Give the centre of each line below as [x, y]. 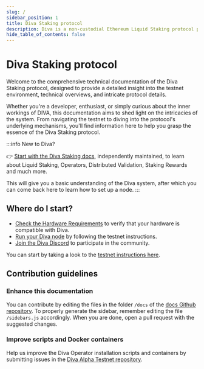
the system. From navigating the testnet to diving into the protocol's [91, 119]
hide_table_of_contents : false [46, 35]
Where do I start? [40, 209]
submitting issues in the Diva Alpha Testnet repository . [74, 359]
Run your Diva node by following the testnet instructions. [86, 236]
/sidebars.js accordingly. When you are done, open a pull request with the [100, 317]
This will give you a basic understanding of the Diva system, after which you [102, 183]
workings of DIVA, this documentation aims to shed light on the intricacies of [102, 113]
